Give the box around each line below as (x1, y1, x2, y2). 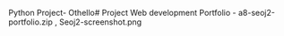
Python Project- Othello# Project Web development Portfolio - (8, 8, 237, 18)
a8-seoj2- (237, 8, 275, 18)
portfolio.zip (8, 17, 53, 27)
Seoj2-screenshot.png (58, 17, 142, 27)
